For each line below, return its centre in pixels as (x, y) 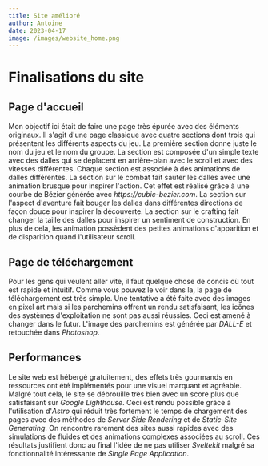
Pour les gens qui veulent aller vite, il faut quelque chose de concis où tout (131, 282)
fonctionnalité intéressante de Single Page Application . (99, 453)
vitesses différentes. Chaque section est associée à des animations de (124, 169)
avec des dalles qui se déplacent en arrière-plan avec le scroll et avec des (131, 160)
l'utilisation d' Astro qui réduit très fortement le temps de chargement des (128, 411)
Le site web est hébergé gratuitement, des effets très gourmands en (121, 376)
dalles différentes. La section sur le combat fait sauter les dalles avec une (129, 178)
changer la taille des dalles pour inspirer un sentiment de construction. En (130, 220)
